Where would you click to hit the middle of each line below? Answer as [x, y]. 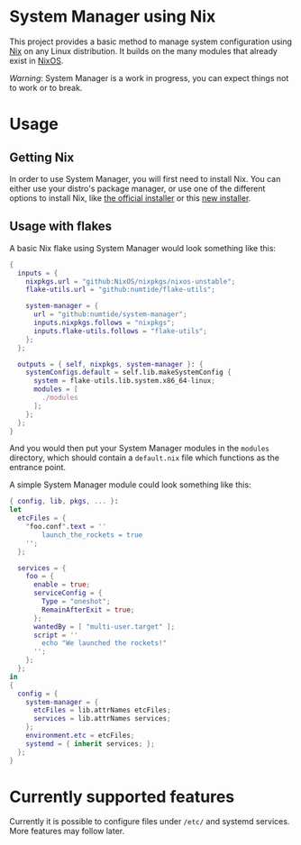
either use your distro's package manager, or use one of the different [137, 188]
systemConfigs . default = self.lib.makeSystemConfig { [128, 373]
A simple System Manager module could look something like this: [130, 485]
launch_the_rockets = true [92, 535]
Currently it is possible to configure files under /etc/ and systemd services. [150, 822]
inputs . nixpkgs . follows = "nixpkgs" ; [104, 323]
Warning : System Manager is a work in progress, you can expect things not [149, 77]
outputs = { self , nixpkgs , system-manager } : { [110, 364]
